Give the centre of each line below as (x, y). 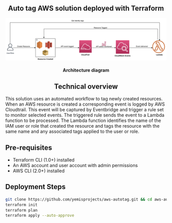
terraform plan (21, 210)
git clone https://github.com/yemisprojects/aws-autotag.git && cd (79, 199)
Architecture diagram (86, 70)
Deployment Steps (35, 187)
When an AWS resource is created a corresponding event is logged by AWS (85, 104)
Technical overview (86, 86)
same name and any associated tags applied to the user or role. (72, 131)
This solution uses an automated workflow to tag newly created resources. (84, 99)
